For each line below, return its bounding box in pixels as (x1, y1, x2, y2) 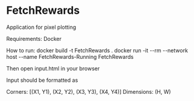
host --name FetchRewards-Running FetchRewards (6, 53, 134, 60)
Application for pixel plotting (6, 23, 77, 31)
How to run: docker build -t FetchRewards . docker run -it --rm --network (6, 46, 189, 54)
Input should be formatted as (6, 76, 78, 84)
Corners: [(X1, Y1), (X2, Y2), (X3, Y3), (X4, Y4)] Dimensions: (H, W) (6, 88, 171, 95)
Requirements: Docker (6, 35, 62, 42)
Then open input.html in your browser (6, 64, 100, 72)
